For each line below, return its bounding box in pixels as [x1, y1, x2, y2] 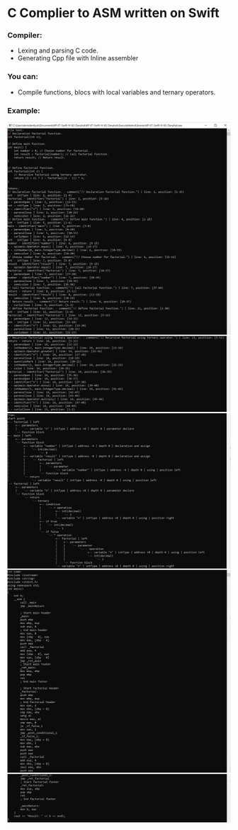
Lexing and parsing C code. [17, 46, 98, 55]
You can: [7, 72, 39, 82]
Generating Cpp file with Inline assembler [17, 54, 139, 62]
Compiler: [7, 31, 42, 40]
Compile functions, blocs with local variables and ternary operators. [17, 87, 216, 97]
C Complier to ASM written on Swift [7, 5, 220, 21]
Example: [7, 105, 40, 115]
